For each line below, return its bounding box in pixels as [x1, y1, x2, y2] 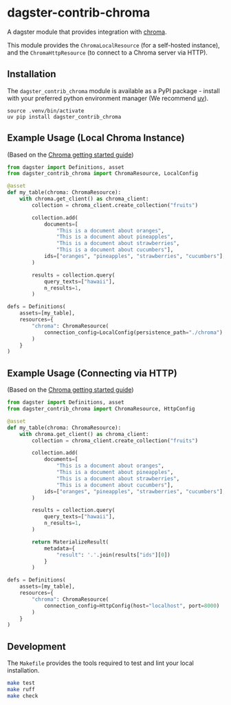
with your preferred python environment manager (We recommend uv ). [7, 94, 209, 102]
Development [7, 640, 67, 653]
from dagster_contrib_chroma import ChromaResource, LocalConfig [7, 170, 198, 177]
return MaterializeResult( [32, 538, 109, 546]
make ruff [7, 686, 36, 693]
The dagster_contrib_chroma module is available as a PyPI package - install [7, 86, 220, 95]
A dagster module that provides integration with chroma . [7, 28, 167, 36]
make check [7, 692, 38, 699]
